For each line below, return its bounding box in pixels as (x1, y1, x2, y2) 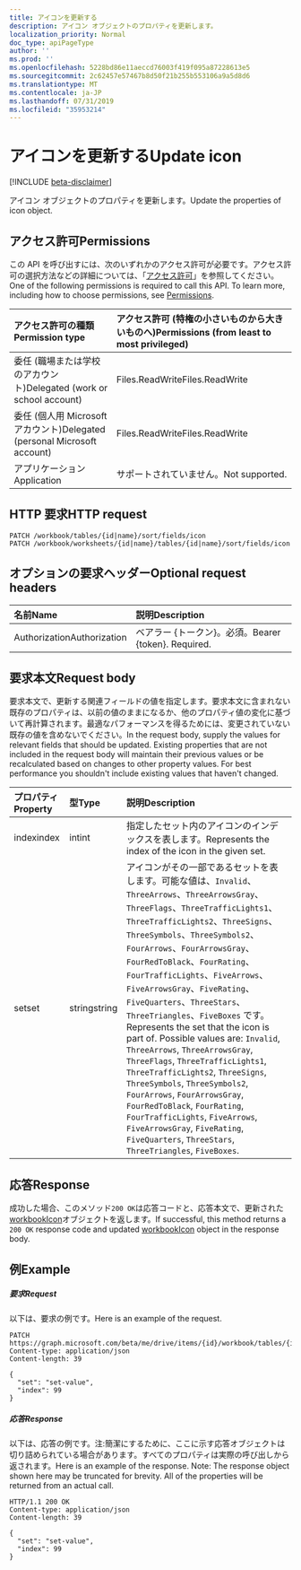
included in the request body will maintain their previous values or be (9, 749, 264, 760)
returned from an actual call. (9, 1479, 115, 1490)
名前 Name (13, 608, 58, 621)
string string (69, 1002, 118, 1015)
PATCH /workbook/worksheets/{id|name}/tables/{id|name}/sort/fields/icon (9, 539, 291, 548)
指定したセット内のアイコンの (126, 820, 253, 833)
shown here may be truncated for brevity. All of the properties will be (9, 1470, 264, 1481)
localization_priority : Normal (9, 30, 126, 39)
